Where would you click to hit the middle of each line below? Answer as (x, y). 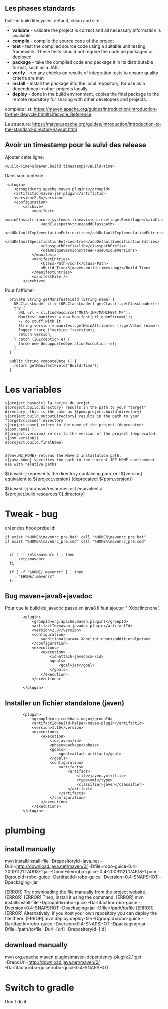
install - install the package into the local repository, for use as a (79, 83)
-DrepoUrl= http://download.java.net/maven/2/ (53, 962)
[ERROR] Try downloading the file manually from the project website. (76, 892)
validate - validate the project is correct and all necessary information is (87, 30)
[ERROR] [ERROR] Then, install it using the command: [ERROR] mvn (74, 897)
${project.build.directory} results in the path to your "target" (76, 407)
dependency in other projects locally (50, 88)
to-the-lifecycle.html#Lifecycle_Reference (48, 114)
